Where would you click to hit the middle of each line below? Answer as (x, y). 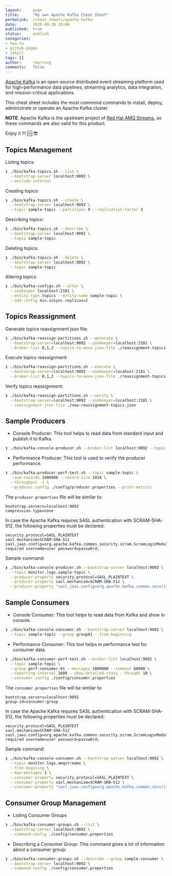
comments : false (25, 67)
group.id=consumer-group (32, 702)
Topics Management (39, 150)
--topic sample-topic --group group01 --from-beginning (71, 634)
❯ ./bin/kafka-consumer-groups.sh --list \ (52, 825)
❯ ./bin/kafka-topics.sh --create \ (44, 200)
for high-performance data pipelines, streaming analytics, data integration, (84, 87)
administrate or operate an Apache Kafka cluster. (57, 108)
